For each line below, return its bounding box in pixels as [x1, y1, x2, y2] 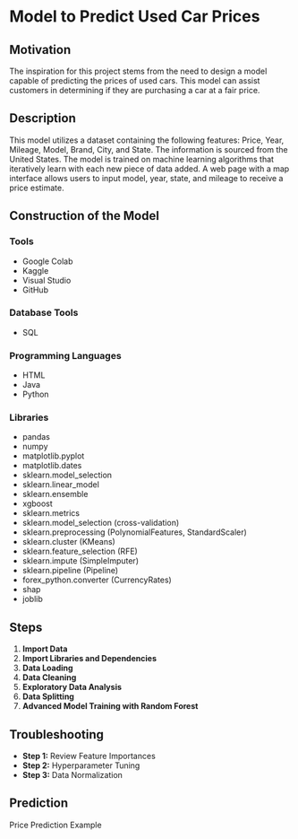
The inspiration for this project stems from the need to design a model [9, 66, 268, 76]
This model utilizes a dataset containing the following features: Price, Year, [9, 135, 285, 145]
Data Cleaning [21, 672, 77, 683]
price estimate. [9, 182, 64, 193]
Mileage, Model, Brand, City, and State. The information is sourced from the [9, 144, 288, 154]
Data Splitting [21, 691, 74, 702]
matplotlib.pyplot [21, 450, 85, 461]
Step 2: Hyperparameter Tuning [21, 760, 140, 771]
